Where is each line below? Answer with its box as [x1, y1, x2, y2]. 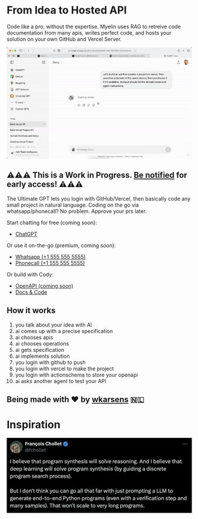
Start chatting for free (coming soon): [6, 219, 98, 226]
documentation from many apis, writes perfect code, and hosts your [6, 29, 172, 36]
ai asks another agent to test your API [15, 377, 106, 384]
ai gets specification [15, 346, 65, 353]
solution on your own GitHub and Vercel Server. [6, 35, 122, 42]
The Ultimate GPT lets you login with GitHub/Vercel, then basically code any [6, 195, 191, 202]
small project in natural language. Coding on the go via [6, 201, 139, 208]
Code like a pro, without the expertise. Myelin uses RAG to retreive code [6, 23, 181, 30]
